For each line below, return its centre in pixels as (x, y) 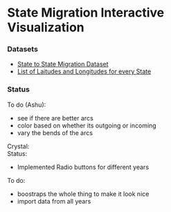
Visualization (46, 27)
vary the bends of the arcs (55, 132)
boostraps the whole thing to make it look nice (83, 194)
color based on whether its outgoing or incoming (87, 125)
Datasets (22, 49)
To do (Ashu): (27, 105)
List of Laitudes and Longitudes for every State (84, 71)
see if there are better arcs (55, 118)
